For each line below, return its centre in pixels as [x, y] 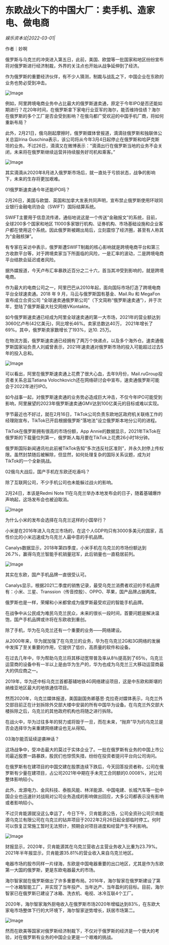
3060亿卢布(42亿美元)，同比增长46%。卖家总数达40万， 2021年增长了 [79, 323]
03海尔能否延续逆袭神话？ [32, 739]
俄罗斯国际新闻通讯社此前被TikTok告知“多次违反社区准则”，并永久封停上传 [82, 448]
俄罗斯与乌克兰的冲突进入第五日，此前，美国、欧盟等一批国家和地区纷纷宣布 [84, 59]
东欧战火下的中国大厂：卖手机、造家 [80, 10]
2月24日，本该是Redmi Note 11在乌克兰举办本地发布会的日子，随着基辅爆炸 [83, 493]
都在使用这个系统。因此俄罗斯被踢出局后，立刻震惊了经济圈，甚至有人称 [84, 230]
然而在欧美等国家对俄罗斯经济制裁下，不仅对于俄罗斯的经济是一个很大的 [80, 931]
